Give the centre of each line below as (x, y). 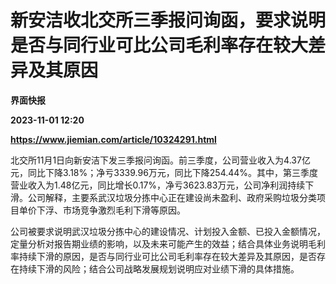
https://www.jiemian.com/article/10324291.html (113, 139)
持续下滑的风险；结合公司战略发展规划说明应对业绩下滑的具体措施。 (159, 268)
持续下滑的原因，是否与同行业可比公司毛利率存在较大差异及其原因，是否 (167, 256)
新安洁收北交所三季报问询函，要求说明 (168, 20)
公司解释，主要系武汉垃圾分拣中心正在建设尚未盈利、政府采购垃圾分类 (172, 197)
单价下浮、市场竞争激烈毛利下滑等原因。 (102, 210)
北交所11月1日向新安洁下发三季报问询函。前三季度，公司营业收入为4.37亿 (160, 160)
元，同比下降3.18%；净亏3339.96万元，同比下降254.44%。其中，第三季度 (164, 172)
